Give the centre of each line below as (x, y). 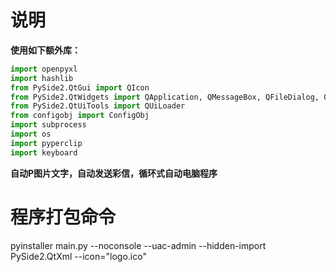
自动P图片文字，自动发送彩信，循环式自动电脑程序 (114, 173)
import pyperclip (46, 143)
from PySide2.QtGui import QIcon (80, 87)
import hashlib (42, 78)
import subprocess (48, 125)
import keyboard (44, 152)
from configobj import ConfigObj (80, 116)
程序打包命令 (63, 217)
